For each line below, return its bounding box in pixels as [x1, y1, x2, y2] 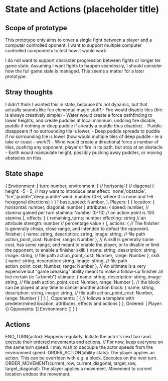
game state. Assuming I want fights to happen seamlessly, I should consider [5, 63, 162, 68]
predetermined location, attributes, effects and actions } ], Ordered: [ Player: [5, 300, 163, 307]
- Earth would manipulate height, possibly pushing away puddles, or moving [5, 149, 162, 156]
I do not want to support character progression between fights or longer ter [5, 57, 161, 63]
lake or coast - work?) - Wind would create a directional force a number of [5, 138, 159, 144]
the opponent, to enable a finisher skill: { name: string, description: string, [5, 247, 157, 253]
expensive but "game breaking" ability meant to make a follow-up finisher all [5, 268, 163, 274]
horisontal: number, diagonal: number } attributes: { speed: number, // [5, 204, 149, 210]
